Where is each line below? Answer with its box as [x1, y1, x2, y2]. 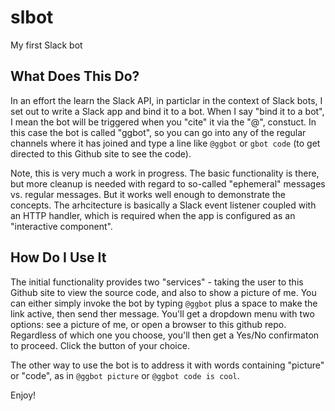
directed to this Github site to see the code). [10, 147, 192, 160]
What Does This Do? [10, 68, 140, 85]
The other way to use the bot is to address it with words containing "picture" [10, 359, 325, 371]
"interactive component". [10, 220, 113, 232]
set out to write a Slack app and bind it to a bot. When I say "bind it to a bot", [10, 105, 325, 117]
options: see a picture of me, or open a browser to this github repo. [10, 318, 287, 330]
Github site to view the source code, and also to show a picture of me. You [10, 286, 317, 298]
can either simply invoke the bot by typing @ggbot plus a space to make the [10, 297, 318, 309]
